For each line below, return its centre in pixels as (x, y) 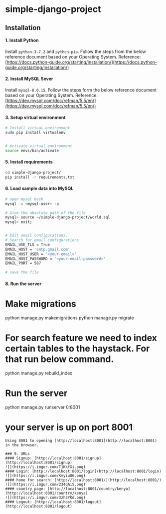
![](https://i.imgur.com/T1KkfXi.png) (45, 467)
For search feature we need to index (81, 338)
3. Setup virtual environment (35, 117)
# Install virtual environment (38, 128)
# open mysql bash (24, 199)
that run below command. (60, 359)
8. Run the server (23, 283)
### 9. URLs (17, 453)
